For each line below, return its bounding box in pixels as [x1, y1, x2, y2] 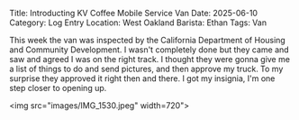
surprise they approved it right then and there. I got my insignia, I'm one [9, 73, 276, 84]
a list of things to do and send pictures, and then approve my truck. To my [9, 63, 284, 74]
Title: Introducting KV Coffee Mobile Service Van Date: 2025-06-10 [9, 8, 258, 18]
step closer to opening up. [9, 83, 107, 93]
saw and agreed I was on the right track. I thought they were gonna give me [9, 54, 291, 64]
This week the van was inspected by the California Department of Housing [9, 35, 285, 45]
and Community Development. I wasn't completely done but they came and [9, 44, 290, 55]
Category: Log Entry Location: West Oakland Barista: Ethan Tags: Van [9, 17, 267, 28]
